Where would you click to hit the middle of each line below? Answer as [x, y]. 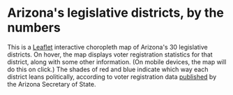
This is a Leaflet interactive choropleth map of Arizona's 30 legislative [107, 47]
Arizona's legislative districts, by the [116, 13]
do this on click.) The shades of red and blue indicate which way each [108, 69]
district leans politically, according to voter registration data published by [112, 76]
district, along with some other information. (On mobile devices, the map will [117, 61]
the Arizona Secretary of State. [52, 84]
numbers [34, 28]
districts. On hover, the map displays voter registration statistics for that [110, 54]
